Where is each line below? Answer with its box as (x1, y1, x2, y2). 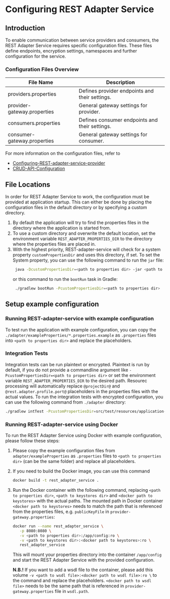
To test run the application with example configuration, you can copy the (5, 326, 156, 332)
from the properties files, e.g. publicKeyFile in (12, 508, 110, 515)
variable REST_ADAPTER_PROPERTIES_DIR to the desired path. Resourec (5, 377, 148, 383)
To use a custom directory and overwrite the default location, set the (12, 230, 156, 236)
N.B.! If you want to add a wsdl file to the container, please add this (12, 567, 153, 573)
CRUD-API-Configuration (12, 165, 65, 172)
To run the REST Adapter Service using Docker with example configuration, (5, 433, 162, 439)
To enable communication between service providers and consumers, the (5, 37, 159, 43)
